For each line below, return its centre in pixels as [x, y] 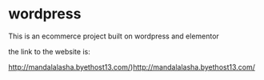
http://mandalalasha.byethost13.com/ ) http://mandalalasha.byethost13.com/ [132, 67]
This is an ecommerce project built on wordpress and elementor [114, 36]
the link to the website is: [49, 51]
